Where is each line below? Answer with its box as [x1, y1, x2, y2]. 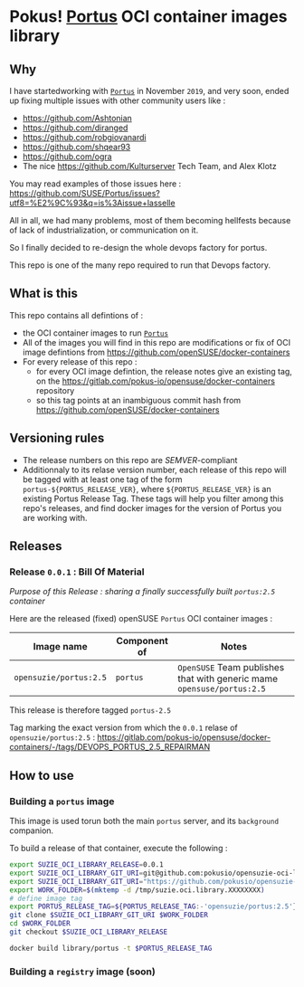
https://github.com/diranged [22, 122, 128, 133]
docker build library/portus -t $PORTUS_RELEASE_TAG [9, 944, 213, 953]
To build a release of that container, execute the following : [9, 843, 228, 853]
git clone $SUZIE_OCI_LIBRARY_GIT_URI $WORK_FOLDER [9, 911, 208, 920]
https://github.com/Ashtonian [22, 113, 133, 123]
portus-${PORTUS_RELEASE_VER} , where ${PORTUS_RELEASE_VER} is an [22, 483, 271, 494]
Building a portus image [9, 794, 115, 807]
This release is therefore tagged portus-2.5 [9, 705, 172, 716]
